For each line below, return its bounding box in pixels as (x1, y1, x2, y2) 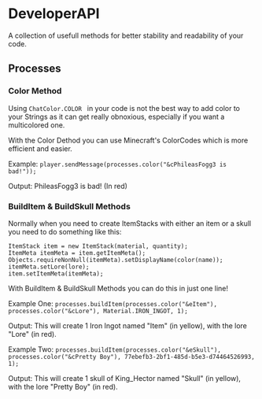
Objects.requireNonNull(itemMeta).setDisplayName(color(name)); (8, 256, 223, 264)
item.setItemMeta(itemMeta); (8, 269, 104, 278)
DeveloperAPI (8, 5, 100, 23)
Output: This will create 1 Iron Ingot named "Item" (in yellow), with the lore (8, 320, 248, 331)
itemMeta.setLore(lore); (8, 263, 90, 271)
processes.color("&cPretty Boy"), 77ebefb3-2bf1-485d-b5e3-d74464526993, (8, 353, 256, 360)
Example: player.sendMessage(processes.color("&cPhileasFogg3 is (8, 159, 227, 168)
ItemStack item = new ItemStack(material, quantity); (8, 242, 189, 250)
